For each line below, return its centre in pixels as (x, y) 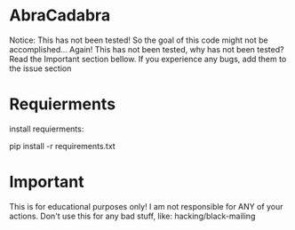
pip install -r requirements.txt (62, 146)
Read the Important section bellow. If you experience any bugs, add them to (148, 59)
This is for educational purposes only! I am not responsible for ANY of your (146, 206)
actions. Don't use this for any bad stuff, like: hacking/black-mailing (132, 216)
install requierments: (47, 129)
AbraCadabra (60, 16)
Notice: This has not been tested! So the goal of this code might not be (139, 40)
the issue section (40, 68)
